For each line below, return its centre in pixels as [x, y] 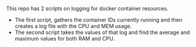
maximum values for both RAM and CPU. [64, 38]
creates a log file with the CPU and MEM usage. [73, 26]
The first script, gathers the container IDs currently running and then [98, 20]
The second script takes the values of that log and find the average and [102, 32]
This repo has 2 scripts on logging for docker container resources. [87, 9]
